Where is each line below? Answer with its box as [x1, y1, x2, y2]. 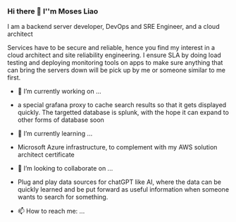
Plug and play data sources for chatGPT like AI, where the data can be [17, 178, 222, 186]
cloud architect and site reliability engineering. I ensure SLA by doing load [7, 51, 222, 59]
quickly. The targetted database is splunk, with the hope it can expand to [17, 109, 229, 117]
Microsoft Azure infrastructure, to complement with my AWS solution [17, 143, 218, 152]
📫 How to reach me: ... [17, 207, 85, 216]
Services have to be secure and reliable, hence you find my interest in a [7, 44, 216, 52]
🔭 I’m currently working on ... [17, 87, 101, 96]
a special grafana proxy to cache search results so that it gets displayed [17, 101, 227, 109]
